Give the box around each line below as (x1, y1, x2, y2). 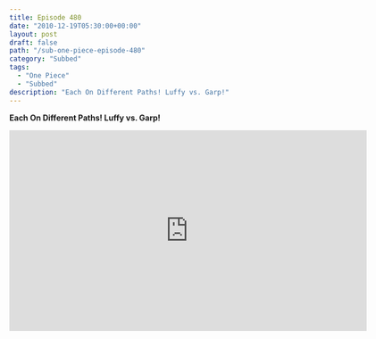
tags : (9, 63, 29, 72)
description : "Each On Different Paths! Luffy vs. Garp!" (9, 87, 230, 96)
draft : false (9, 37, 58, 47)
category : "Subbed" (9, 54, 82, 63)
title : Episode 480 (9, 12, 82, 22)
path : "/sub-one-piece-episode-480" (9, 46, 146, 55)
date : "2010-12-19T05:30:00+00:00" (9, 21, 142, 30)
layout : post (9, 29, 58, 38)
